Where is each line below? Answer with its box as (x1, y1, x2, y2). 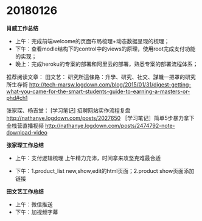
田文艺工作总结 (6, 188, 44, 195)
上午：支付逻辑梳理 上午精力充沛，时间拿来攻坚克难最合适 (15, 154, 161, 161)
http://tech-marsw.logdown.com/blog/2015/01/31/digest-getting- (29, 80, 192, 88)
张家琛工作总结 (6, 141, 44, 149)
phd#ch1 (6, 94, 28, 101)
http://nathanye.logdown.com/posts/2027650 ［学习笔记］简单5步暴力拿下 (6, 114, 195, 122)
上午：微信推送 (15, 200, 53, 208)
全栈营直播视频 (6, 122, 44, 129)
